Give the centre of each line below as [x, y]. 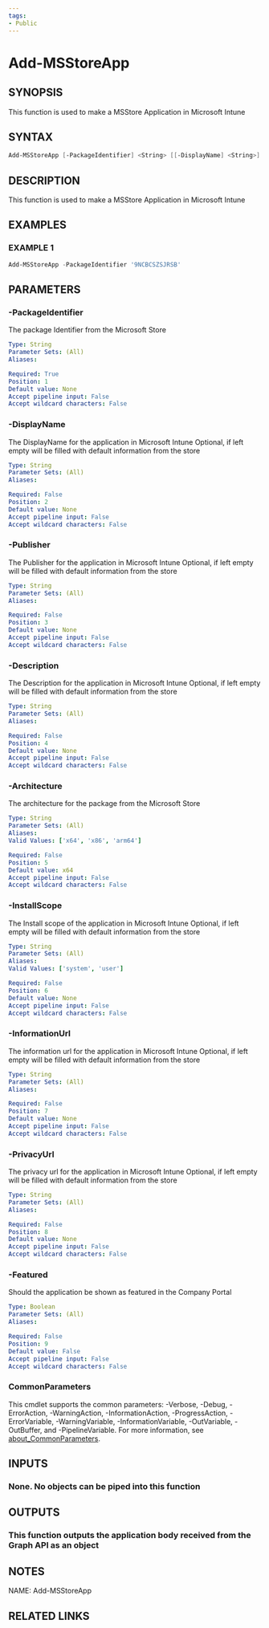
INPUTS [28, 1464]
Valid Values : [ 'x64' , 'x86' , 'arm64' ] [75, 841]
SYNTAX [31, 137]
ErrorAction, [28, 1413]
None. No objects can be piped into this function [104, 1486]
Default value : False [45, 1351]
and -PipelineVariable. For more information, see [124, 1430]
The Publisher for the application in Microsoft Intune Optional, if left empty [131, 562]
